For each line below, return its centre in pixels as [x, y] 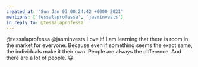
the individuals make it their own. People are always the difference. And [94, 52]
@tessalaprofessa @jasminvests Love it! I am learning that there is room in [97, 39]
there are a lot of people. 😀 [40, 58]
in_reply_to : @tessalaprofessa [45, 22]
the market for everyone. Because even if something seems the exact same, [100, 45]
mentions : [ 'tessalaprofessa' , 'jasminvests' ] [65, 17]
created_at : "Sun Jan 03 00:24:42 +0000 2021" [65, 11]
